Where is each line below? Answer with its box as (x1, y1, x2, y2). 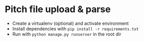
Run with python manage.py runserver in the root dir (12, 31, 121, 37)
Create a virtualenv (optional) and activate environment (12, 20, 129, 26)
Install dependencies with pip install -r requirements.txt (12, 25, 139, 31)
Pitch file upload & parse (5, 4, 111, 15)
